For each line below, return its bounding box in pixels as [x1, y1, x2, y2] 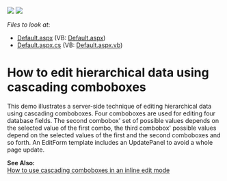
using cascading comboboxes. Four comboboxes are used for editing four [7, 109, 216, 117]
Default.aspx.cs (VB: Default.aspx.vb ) [16, 41, 123, 49]
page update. [7, 145, 45, 154]
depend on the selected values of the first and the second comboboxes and [7, 130, 221, 139]
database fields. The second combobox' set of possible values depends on [7, 116, 219, 124]
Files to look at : [7, 20, 51, 29]
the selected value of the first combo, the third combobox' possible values [7, 124, 217, 132]
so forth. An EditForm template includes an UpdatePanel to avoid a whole [7, 138, 213, 146]
